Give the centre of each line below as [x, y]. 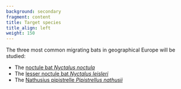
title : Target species [34, 22]
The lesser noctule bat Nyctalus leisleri [61, 74]
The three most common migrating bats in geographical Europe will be [91, 50]
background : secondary [34, 11]
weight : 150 [20, 33]
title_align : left [28, 28]
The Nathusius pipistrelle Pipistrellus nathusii [69, 80]
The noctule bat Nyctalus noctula [55, 67]
